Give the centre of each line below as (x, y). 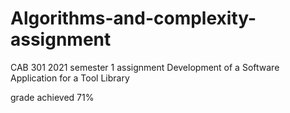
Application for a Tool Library (70, 78)
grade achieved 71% (52, 97)
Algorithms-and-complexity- (133, 18)
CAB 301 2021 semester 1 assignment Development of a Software (145, 67)
